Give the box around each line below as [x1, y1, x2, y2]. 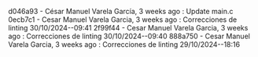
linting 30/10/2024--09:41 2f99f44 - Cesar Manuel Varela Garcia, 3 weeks [8, 23, 249, 32]
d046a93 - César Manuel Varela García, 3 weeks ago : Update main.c [8, 7, 234, 16]
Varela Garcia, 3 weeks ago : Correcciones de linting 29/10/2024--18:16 [8, 40, 241, 49]
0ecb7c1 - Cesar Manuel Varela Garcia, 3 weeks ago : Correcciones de [8, 15, 238, 24]
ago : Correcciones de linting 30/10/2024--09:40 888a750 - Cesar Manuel [8, 31, 250, 41]
